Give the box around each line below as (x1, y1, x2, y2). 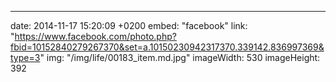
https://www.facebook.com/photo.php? (14, 31, 177, 42)
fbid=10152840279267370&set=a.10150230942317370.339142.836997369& (10, 41, 325, 53)
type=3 (10, 52, 41, 63)
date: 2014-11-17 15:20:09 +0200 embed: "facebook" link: (10, 20, 248, 31)
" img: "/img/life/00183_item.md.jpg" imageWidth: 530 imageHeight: (39, 52, 321, 63)
